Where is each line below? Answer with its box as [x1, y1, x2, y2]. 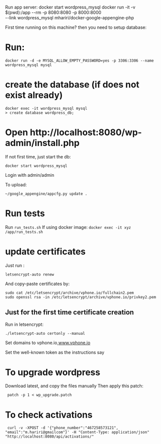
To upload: [5, 181, 27, 188]
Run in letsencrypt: [5, 321, 44, 327]
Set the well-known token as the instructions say [5, 349, 105, 355]
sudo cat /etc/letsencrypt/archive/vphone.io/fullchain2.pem [5, 290, 134, 295]
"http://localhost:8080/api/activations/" [5, 434, 94, 439]
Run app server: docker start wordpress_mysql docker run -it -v [5, 4, 136, 10]
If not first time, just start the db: [5, 153, 71, 159]
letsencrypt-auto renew [5, 272, 54, 277]
